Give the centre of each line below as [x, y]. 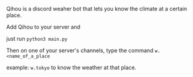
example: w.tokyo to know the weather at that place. [71, 67]
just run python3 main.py [37, 38]
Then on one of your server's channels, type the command [80, 50]
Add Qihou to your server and [43, 27]
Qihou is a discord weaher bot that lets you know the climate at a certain [96, 9]
